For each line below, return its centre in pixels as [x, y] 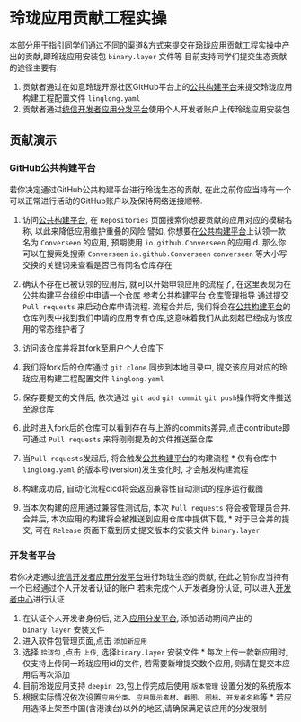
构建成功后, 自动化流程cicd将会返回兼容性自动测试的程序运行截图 [142, 488]
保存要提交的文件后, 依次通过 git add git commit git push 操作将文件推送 [157, 397]
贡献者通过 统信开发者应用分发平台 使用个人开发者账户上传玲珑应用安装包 [156, 109]
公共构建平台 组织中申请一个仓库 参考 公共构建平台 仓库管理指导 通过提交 [155, 295]
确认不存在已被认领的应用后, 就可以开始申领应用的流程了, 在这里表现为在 [157, 283]
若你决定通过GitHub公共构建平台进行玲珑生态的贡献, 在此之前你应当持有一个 [150, 189]
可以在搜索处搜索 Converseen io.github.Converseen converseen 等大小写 [155, 254]
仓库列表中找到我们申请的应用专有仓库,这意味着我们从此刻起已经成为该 [153, 317]
